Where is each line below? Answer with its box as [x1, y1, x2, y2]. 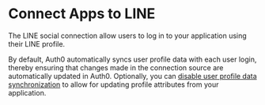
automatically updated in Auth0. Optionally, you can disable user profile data [8, 71, 257, 81]
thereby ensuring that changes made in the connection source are [8, 62, 224, 72]
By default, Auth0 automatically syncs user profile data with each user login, [8, 54, 257, 64]
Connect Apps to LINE [8, 5, 156, 23]
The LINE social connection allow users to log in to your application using [8, 31, 247, 40]
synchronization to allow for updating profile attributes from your [8, 80, 219, 89]
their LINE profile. [8, 39, 66, 48]
